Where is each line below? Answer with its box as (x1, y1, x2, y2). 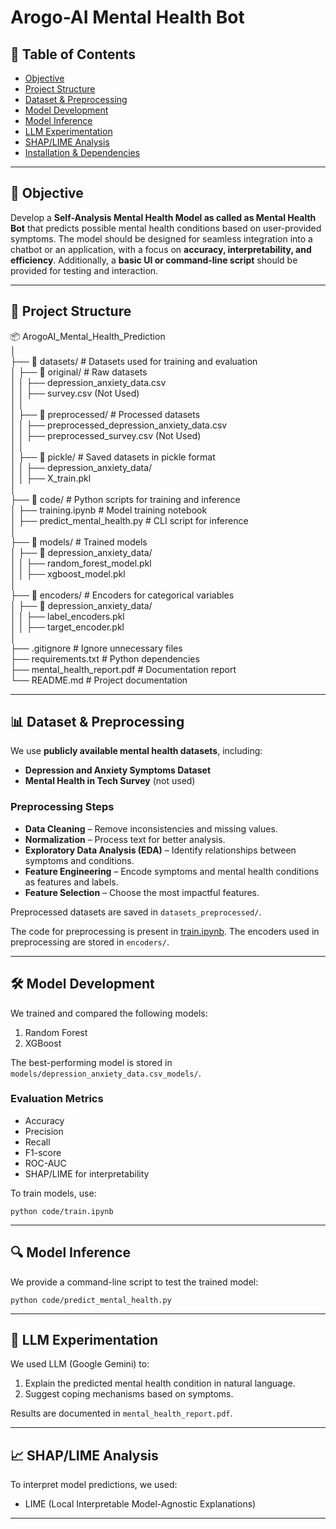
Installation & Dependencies (24, 147, 141, 158)
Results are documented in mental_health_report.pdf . (10, 1407, 233, 1420)
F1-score (24, 1146, 62, 1158)
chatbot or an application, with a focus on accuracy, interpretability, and (10, 243, 312, 255)
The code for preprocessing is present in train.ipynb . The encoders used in (10, 925, 320, 937)
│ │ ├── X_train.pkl (10, 472, 92, 484)
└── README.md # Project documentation (10, 674, 188, 686)
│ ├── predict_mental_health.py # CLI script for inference (10, 514, 249, 526)
